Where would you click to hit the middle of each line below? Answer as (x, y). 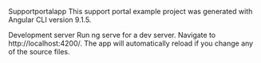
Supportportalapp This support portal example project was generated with (130, 11)
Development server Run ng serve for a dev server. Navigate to (112, 35)
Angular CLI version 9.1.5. (50, 20)
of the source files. (39, 52)
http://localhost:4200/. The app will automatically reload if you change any (131, 43)
